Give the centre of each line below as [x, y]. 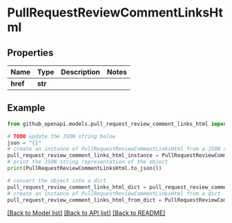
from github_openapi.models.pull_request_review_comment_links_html [108, 124]
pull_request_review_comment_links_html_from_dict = [85, 200]
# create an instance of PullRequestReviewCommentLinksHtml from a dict [114, 193]
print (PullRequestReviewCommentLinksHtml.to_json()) [85, 169]
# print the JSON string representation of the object [88, 162]
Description [80, 72]
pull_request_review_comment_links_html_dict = [77, 187]
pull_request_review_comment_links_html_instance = [83, 156]
